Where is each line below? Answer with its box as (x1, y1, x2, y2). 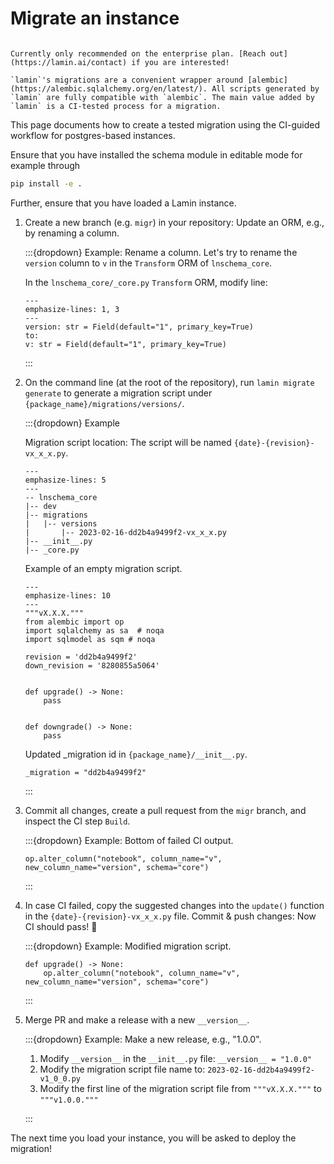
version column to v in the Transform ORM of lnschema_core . (24, 257, 273, 269)
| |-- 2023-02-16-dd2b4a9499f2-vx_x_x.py (24, 527, 227, 537)
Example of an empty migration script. (24, 562, 183, 574)
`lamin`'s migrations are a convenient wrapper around (10, 75, 244, 85)
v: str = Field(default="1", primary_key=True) (24, 339, 227, 349)
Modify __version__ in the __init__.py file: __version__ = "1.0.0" (39, 1052, 312, 1064)
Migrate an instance (10, 7, 180, 30)
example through (10, 159, 81, 171)
